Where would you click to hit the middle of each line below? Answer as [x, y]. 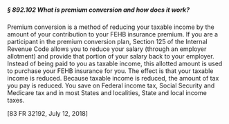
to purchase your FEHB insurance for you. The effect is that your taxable [110, 71]
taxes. [16, 100]
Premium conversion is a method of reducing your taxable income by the [111, 27]
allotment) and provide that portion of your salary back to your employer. [111, 56]
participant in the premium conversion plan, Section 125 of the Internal [107, 41]
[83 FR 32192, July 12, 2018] [48, 113]
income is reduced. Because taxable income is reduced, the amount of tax [113, 78]
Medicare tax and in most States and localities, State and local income [107, 92]
